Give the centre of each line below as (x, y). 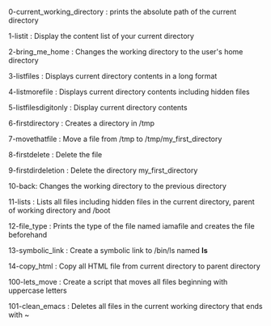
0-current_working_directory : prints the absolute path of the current (123, 12)
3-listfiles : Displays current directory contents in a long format (113, 76)
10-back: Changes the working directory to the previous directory (117, 186)
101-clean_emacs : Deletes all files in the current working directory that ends (135, 306)
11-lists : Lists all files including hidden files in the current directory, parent (131, 202)
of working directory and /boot (59, 210)
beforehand (28, 235)
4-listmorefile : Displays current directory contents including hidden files (129, 92)
